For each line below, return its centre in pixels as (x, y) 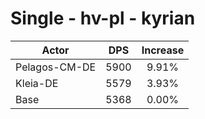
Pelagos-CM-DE (56, 67)
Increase (163, 50)
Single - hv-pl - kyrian (103, 18)
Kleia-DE (37, 83)
